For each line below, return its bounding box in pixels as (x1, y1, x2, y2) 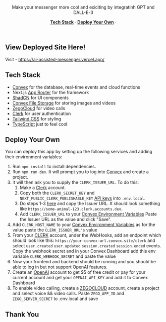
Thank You (5, 310, 39, 319)
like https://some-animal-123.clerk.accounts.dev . (19, 206, 123, 212)
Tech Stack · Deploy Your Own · (50, 19, 116, 25)
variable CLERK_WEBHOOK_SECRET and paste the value (12, 253, 116, 259)
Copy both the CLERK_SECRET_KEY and (19, 190, 95, 196)
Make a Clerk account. (19, 185, 66, 191)
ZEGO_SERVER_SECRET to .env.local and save (12, 296, 98, 302)
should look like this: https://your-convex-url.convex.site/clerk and (12, 237, 155, 243)
